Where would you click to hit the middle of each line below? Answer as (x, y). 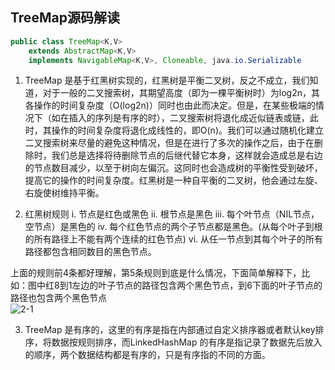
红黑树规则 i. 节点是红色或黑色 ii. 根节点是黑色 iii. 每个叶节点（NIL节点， (172, 214)
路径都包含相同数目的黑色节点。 (90, 252)
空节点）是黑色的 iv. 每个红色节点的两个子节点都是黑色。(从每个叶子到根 (173, 227)
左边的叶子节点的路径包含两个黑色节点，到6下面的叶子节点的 (197, 285)
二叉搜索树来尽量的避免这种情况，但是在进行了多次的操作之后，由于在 (169, 143)
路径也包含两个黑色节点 (58, 298)
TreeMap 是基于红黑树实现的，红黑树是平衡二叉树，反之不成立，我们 (167, 80)
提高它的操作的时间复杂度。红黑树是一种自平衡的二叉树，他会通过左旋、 (173, 180)
